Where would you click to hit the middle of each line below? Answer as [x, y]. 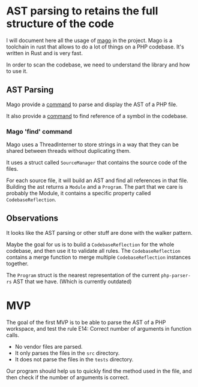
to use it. [17, 71]
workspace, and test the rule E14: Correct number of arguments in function [99, 328]
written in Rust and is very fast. [44, 53]
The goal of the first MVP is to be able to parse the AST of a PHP [86, 322]
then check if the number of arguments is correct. [68, 377]
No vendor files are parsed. [49, 346]
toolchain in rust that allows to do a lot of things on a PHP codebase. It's [95, 47]
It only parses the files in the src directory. [67, 353]
